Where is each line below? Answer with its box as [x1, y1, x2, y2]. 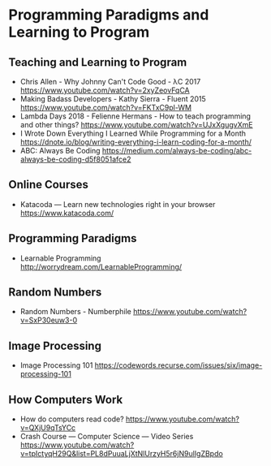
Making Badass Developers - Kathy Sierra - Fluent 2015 [19, 94, 207, 103]
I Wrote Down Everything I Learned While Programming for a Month [19, 128, 246, 138]
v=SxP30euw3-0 [19, 315, 78, 326]
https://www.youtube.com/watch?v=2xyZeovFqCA [19, 85, 191, 95]
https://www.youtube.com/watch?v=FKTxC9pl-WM [19, 103, 192, 112]
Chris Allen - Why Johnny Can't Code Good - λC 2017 [19, 77, 201, 86]
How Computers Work [8, 392, 123, 407]
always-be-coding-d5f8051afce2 [19, 154, 131, 164]
